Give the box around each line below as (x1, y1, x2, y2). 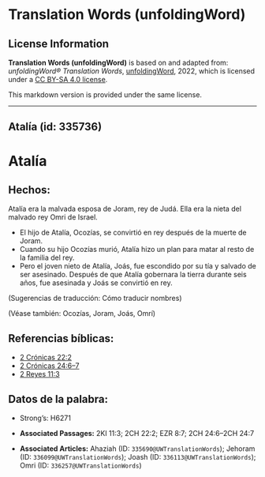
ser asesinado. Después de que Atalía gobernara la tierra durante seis (19, 270, 247, 280)
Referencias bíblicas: (8, 332, 114, 345)
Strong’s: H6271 (19, 413, 71, 423)
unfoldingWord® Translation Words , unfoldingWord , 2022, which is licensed (8, 66, 255, 76)
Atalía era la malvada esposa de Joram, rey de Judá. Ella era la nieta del (8, 204, 242, 214)
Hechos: (8, 183, 51, 197)
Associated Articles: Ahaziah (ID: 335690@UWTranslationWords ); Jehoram (19, 444, 256, 453)
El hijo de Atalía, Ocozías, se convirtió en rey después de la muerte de (19, 227, 247, 238)
